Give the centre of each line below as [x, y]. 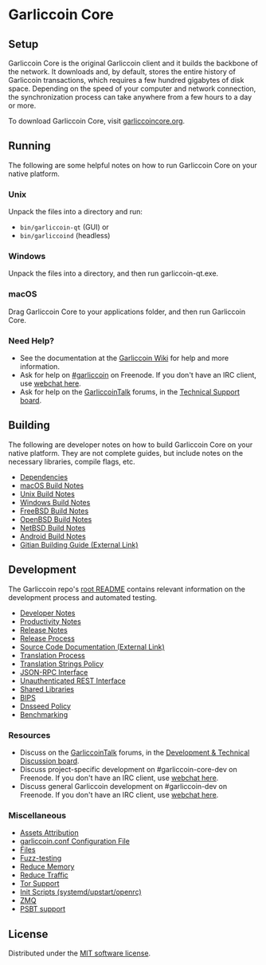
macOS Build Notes [52, 485]
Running [30, 146]
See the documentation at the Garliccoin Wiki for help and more [124, 358]
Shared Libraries [47, 689]
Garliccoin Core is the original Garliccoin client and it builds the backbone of [133, 63]
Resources [29, 735]
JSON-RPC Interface [54, 672]
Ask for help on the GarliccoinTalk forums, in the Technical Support [130, 392]
